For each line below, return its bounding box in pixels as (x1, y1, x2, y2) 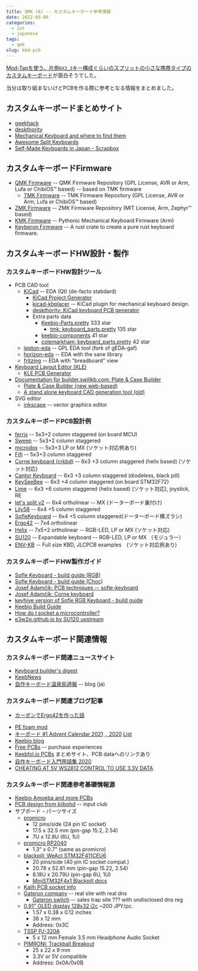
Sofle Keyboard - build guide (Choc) (14, 577, 103, 584)
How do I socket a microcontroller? (14, 609, 100, 617)
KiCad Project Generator (32, 294, 92, 301)
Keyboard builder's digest (14, 667, 78, 675)
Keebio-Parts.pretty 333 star (41, 320, 111, 327)
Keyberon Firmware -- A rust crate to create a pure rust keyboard (14, 223, 174, 231)
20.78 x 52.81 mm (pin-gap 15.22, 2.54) (32, 864, 128, 871)
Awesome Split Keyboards (14, 138, 79, 145)
